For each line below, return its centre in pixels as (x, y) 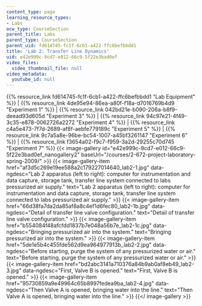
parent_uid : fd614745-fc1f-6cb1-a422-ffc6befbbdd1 (71, 46)
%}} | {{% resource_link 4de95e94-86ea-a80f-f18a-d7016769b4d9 (90, 103)
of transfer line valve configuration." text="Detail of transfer (120, 213)
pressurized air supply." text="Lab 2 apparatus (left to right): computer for (98, 187)
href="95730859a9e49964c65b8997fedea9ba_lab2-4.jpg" (80, 284)
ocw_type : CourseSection (37, 29)
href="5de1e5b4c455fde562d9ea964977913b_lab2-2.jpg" (79, 245)
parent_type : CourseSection (42, 40)
